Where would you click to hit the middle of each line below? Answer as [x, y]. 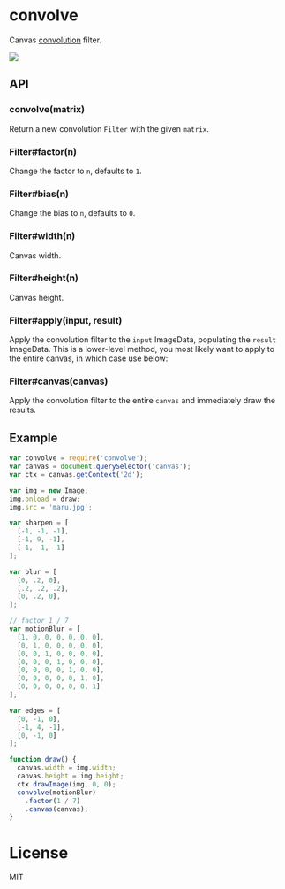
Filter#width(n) [42, 236]
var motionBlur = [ [45, 629]
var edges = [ [35, 710]
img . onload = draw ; [45, 499]
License [39, 852]
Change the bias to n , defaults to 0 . [72, 213]
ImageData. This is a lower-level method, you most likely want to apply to [142, 349]
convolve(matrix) [47, 110]
